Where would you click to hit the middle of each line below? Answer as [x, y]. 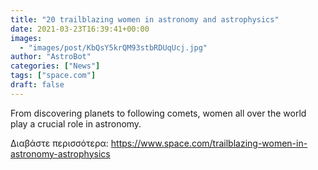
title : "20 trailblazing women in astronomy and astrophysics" [145, 19]
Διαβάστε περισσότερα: [59, 143]
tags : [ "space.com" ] [53, 76]
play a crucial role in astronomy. [76, 123]
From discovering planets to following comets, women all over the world [158, 113]
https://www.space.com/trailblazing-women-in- [209, 143]
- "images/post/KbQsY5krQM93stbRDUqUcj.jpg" [113, 47]
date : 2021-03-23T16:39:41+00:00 [80, 29]
